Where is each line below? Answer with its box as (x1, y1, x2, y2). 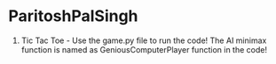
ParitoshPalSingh (8, 6, 138, 26)
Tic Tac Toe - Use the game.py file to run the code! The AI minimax (20, 35, 267, 46)
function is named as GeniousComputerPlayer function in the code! (20, 44, 268, 54)
